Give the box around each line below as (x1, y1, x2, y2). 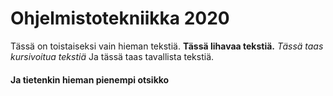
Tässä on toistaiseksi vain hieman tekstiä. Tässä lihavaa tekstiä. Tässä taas (10, 40, 324, 52)
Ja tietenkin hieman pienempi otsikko (10, 73, 170, 86)
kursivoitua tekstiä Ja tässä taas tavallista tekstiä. (10, 50, 215, 62)
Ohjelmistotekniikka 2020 (10, 7, 230, 30)
